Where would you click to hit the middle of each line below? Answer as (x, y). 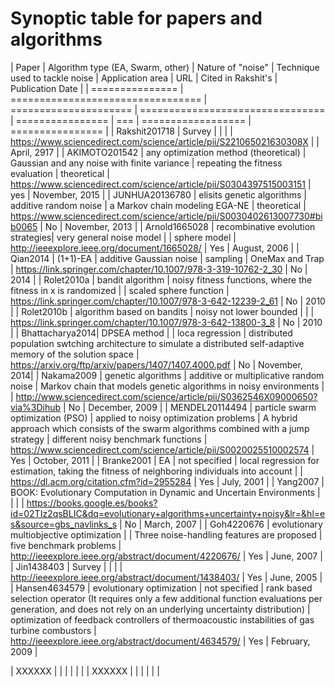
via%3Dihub (36, 407)
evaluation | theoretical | (60, 173)
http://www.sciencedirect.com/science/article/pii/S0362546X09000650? (166, 396)
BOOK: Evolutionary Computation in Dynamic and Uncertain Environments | (165, 492)
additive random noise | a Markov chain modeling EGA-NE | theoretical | (158, 205)
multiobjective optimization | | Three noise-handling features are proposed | (166, 534)
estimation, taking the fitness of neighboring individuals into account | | (156, 471)
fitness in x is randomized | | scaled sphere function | (120, 290)
